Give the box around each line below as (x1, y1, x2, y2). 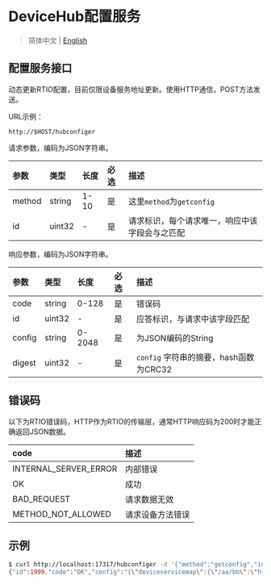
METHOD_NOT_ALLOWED (12, 508, 111, 519)
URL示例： (8, 111, 44, 121)
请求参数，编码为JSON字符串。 (8, 143, 113, 152)
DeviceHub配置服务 (8, 7, 141, 26)
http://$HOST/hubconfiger (8, 127, 95, 136)
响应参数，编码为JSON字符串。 (8, 249, 113, 259)
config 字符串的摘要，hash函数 (135, 352, 255, 363)
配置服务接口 (8, 61, 73, 75)
